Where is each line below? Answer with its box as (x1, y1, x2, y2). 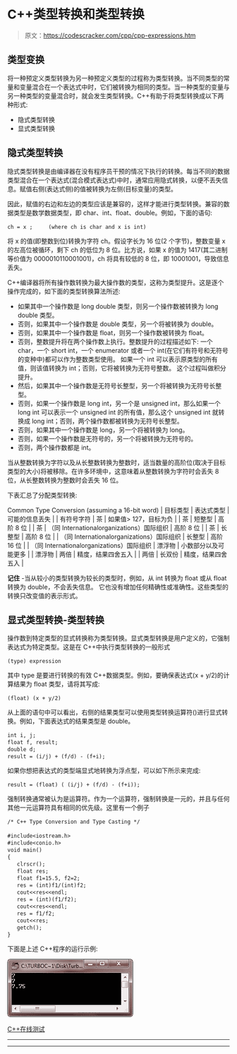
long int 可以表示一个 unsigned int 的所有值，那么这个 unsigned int (17, 407, 211, 417)
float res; (16, 868, 49, 875)
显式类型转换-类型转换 (7, 613, 104, 625)
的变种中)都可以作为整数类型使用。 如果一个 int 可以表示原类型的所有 (17, 354, 218, 364)
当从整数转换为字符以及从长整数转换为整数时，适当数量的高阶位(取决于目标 (7, 458, 226, 467)
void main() (7, 846, 42, 854)
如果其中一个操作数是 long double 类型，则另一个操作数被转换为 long (17, 301, 219, 311)
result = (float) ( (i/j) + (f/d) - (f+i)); (7, 781, 140, 789)
